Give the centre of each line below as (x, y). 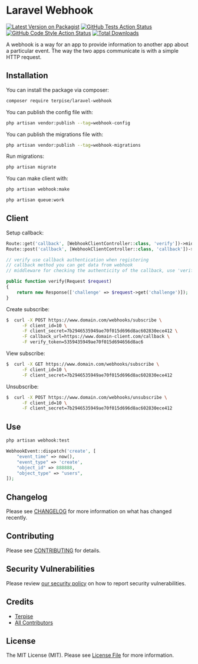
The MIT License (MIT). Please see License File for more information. (90, 655)
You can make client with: (37, 179)
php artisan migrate (32, 167)
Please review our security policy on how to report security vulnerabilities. (96, 583)
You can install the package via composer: (57, 90)
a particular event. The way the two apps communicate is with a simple (92, 50)
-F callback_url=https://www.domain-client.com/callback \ (95, 337)
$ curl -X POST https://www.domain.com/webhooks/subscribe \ (84, 320)
